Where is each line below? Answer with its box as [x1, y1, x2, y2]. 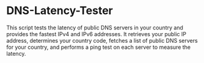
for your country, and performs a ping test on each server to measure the [6, 43, 191, 51]
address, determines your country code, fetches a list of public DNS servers [6, 37, 198, 44]
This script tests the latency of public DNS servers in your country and [6, 24, 183, 31]
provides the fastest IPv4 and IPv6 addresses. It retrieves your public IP [6, 30, 186, 37]
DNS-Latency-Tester [6, 4, 113, 18]
